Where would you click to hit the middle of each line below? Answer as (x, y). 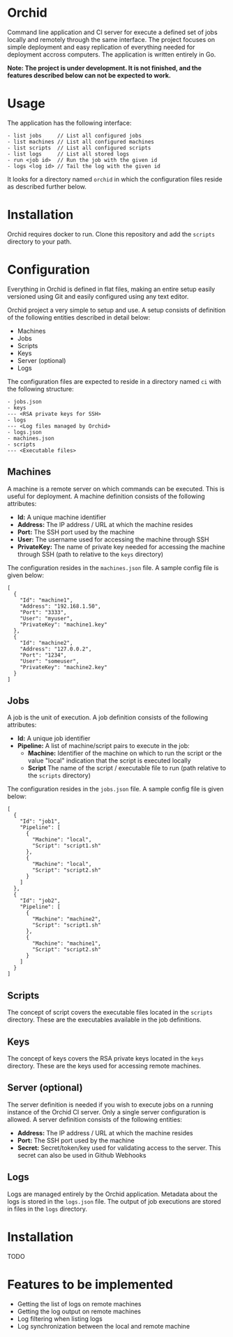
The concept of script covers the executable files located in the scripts (110, 1013)
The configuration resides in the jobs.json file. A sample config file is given (116, 789)
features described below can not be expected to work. (89, 75)
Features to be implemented (90, 1284)
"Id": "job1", (40, 821)
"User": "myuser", (46, 618)
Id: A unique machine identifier (62, 517)
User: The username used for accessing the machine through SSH (113, 539)
